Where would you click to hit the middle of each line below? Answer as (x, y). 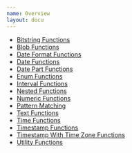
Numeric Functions (44, 98)
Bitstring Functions (43, 39)
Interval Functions (42, 83)
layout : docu (25, 20)
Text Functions (38, 113)
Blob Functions (38, 47)
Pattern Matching (41, 105)
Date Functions (38, 61)
